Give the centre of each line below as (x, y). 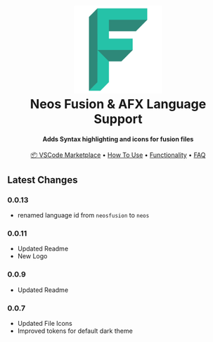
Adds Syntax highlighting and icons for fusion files (118, 139)
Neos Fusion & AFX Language (118, 104)
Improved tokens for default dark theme (75, 331)
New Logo (32, 256)
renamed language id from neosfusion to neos (83, 215)
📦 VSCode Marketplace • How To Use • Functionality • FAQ (118, 155)
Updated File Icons (45, 323)
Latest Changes (43, 180)
